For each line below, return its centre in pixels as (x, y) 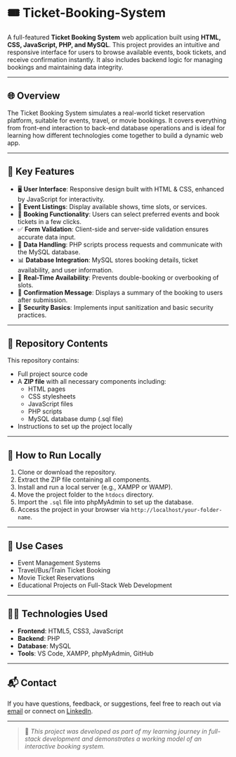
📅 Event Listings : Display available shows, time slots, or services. (112, 206)
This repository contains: (43, 361)
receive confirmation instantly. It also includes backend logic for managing (115, 59)
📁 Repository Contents (58, 343)
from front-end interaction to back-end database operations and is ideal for (116, 127)
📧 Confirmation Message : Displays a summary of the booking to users (120, 292)
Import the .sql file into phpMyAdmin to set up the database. (105, 502)
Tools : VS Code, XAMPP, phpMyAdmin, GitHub (85, 653)
